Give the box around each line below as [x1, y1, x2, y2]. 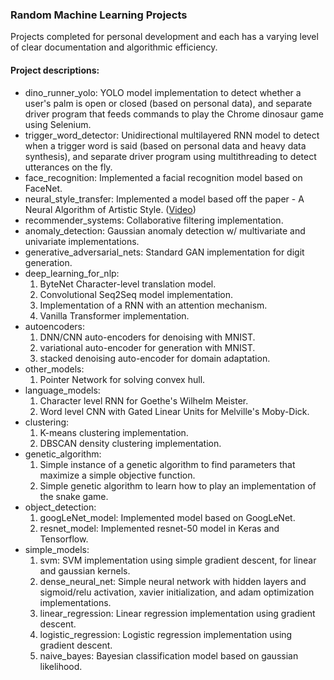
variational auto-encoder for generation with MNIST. [39, 341, 256, 353]
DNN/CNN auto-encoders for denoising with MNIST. [39, 331, 256, 343]
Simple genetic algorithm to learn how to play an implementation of [39, 479, 317, 492]
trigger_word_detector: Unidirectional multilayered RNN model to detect [24, 129, 320, 141]
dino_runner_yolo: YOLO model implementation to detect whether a [24, 86, 302, 98]
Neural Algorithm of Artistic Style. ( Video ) [24, 203, 197, 215]
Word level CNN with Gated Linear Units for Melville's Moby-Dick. [39, 405, 310, 417]
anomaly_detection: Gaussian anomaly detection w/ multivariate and [24, 224, 306, 237]
